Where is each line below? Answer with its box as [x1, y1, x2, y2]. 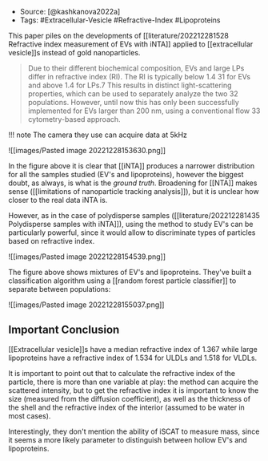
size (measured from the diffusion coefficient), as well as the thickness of [8, 394, 250, 403]
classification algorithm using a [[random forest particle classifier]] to [8, 276, 237, 285]
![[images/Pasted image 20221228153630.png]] [8, 146, 166, 155]
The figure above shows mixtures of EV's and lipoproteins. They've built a [8, 268, 252, 277]
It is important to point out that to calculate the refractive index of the [8, 368, 236, 378]
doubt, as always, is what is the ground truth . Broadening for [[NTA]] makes [8, 178, 258, 188]
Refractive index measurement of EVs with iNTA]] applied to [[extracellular [8, 39, 254, 49]
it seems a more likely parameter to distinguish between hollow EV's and [8, 435, 248, 444]
